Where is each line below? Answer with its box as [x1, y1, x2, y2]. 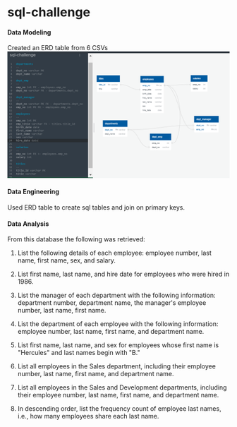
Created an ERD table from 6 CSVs [7, 44, 108, 52]
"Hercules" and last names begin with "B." [17, 349, 140, 357]
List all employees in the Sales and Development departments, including [17, 383, 227, 392]
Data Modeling [7, 28, 51, 36]
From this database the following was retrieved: [7, 235, 146, 243]
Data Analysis [7, 219, 49, 228]
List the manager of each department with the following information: [17, 291, 217, 300]
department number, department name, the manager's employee [17, 299, 207, 307]
